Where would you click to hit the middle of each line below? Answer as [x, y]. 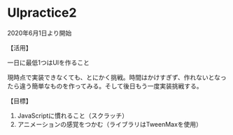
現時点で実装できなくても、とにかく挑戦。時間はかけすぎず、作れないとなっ [117, 77]
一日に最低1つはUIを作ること [48, 62]
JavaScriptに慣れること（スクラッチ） [73, 116]
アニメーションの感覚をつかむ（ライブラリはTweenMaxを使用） [110, 124]
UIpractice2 [42, 13]
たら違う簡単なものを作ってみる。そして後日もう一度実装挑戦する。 [105, 86]
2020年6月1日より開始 [40, 33]
